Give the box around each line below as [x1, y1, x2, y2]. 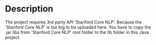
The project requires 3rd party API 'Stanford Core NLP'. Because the [5, 19, 142, 25]
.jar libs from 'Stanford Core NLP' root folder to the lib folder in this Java [5, 29, 149, 35]
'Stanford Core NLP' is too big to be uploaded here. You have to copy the [5, 24, 152, 30]
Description [5, 3, 53, 14]
